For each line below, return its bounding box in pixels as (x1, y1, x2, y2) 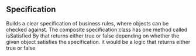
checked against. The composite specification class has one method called (6, 26, 188, 33)
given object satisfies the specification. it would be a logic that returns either (6, 38, 191, 45)
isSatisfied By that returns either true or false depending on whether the (6, 32, 180, 39)
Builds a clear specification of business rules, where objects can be (6, 20, 169, 27)
